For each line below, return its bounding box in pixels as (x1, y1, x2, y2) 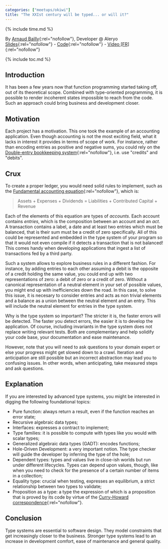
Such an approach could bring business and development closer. (5, 100, 139, 106)
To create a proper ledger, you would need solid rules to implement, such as (5, 182, 162, 189)
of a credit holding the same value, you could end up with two (5, 270, 133, 277)
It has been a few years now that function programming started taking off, (5, 84, 158, 90)
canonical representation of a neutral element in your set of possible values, (5, 282, 162, 288)
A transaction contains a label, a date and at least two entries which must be (5, 224, 163, 230)
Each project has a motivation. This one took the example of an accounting (5, 128, 160, 134)
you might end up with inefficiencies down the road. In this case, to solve (5, 287, 156, 293)
